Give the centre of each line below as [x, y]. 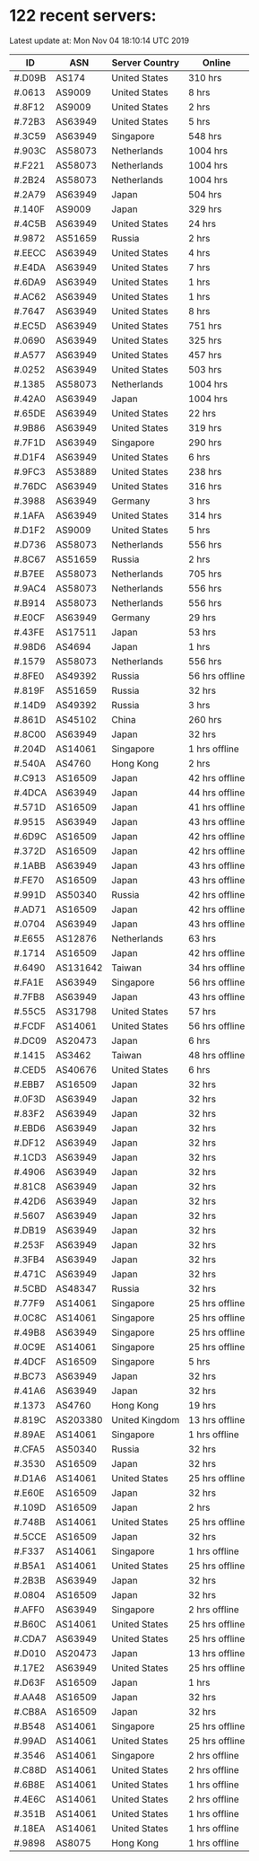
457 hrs [205, 355]
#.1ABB [30, 865]
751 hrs [205, 326]
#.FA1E [29, 982]
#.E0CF [30, 618]
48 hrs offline [216, 1055]
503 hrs [205, 369]
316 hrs [205, 486]
